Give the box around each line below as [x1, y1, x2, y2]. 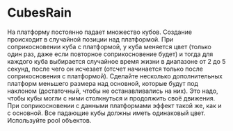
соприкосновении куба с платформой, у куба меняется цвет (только [7, 42, 212, 51]
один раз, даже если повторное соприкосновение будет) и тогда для [7, 50, 214, 58]
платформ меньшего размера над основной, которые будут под [7, 79, 198, 87]
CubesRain [7, 5, 72, 21]
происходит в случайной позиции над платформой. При [7, 35, 174, 43]
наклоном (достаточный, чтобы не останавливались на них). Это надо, [7, 87, 218, 95]
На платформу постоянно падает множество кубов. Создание [7, 28, 193, 36]
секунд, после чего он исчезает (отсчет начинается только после [7, 64, 204, 73]
